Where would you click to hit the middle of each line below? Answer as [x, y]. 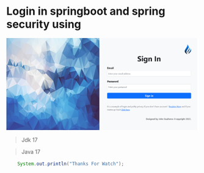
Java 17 [31, 152]
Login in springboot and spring [86, 11]
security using [44, 24]
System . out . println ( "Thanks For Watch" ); [71, 164]
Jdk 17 [29, 140]
